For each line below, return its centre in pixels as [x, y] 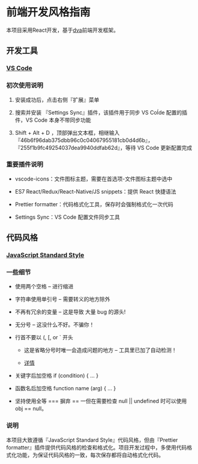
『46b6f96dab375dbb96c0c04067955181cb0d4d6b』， [84, 140]
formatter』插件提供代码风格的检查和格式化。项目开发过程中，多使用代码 [97, 447]
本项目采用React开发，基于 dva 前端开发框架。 [62, 30]
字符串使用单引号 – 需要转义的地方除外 [62, 299]
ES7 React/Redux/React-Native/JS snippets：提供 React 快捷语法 [95, 191]
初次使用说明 [25, 86]
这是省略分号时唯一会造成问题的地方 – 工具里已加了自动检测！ [100, 350]
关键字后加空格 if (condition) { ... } [57, 376]
